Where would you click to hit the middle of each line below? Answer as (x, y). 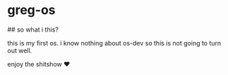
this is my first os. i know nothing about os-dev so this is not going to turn (114, 43)
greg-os (31, 10)
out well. (20, 50)
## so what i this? (33, 29)
